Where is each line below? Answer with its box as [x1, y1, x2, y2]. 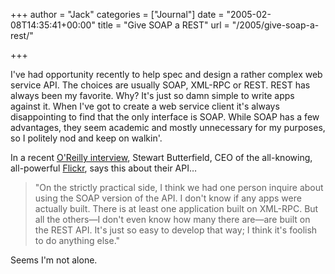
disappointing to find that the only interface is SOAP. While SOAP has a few [10, 111, 320, 123]
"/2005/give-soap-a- [231, 19, 320, 31]
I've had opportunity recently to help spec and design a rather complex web [10, 69, 323, 80]
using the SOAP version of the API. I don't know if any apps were [34, 192, 302, 204]
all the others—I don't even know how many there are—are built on [34, 214, 311, 225]
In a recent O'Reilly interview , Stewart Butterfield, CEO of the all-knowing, [10, 152, 313, 163]
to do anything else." [34, 235, 121, 246]
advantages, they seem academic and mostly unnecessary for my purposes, [10, 122, 326, 133]
